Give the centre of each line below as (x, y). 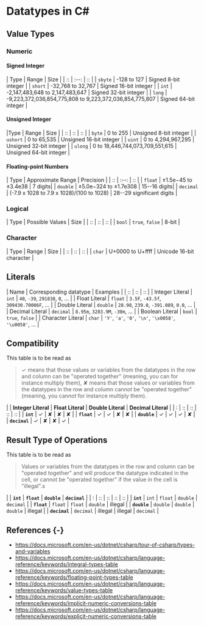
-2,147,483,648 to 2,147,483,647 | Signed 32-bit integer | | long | (87, 92)
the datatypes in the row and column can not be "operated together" (107, 389)
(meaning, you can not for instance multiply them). (84, 396)
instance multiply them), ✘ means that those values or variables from (108, 383)
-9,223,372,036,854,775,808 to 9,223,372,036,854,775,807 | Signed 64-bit (100, 98)
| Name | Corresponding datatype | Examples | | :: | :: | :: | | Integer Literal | (100, 292)
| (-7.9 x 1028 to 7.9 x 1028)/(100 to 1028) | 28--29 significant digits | (92, 193)
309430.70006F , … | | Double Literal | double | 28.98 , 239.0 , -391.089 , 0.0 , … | (101, 304)
